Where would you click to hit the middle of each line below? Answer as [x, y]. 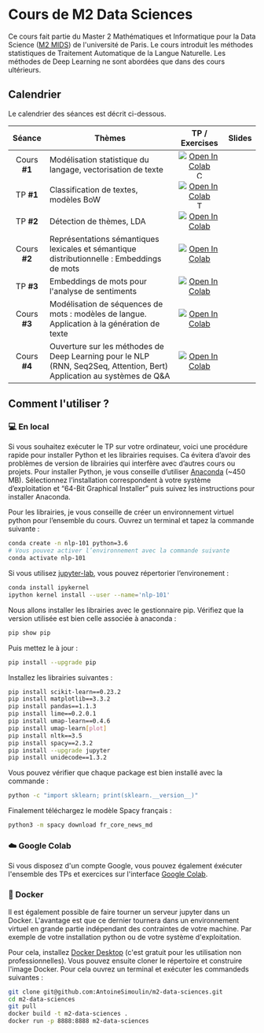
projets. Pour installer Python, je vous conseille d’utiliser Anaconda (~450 [127, 472]
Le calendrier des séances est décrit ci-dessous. [87, 113]
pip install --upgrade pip [52, 662]
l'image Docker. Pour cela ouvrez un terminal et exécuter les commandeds [128, 969]
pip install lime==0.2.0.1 [52, 714]
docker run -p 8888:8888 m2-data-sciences [79, 1021]
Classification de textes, [94, 190]
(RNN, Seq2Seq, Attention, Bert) [109, 366]
